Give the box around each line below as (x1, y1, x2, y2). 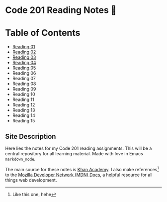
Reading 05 (12, 65, 36, 71)
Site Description (5, 132, 56, 141)
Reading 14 (12, 112, 36, 118)
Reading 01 (12, 44, 36, 50)
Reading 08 (12, 81, 36, 87)
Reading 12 (12, 102, 35, 108)
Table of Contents (5, 27, 81, 39)
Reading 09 (12, 86, 36, 92)
